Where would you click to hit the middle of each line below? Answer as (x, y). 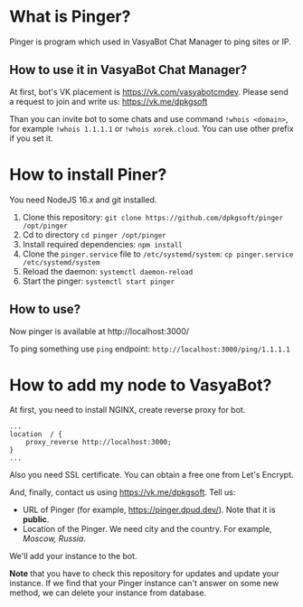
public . (36, 519)
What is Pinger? (70, 17)
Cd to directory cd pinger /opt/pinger (94, 234)
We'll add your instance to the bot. (73, 556)
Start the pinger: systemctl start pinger (98, 281)
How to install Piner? (88, 174)
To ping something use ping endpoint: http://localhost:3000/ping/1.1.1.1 (150, 349)
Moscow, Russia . (54, 538)
